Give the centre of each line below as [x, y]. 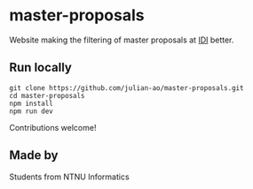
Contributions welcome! [53, 127]
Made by [34, 155]
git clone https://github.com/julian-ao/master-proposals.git [126, 88]
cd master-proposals [47, 95]
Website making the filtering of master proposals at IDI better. [122, 40]
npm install [31, 103]
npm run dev [31, 111]
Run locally [41, 68]
